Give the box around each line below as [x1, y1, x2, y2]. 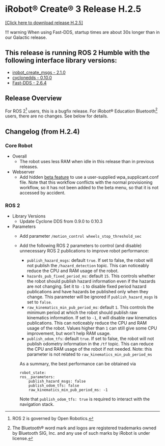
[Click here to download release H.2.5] [5, 20, 83, 26]
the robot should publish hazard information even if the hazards [27, 279, 156, 284]
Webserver [12, 168, 35, 175]
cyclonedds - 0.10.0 [12, 75, 53, 81]
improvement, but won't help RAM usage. [27, 331, 111, 336]
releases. [19, 164, 38, 169]
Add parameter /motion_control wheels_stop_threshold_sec [19, 233, 141, 239]
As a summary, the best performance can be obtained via [19, 361, 136, 367]
